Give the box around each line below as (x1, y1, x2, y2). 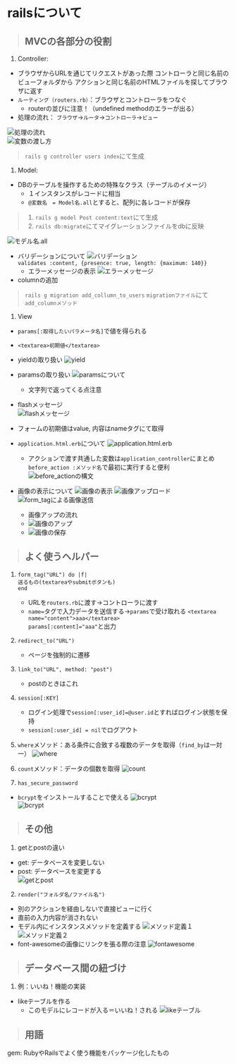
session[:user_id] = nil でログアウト (27, 726, 139, 734)
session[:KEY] (17, 695, 59, 702)
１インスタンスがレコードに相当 (27, 190, 121, 197)
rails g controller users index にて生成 (24, 152, 144, 160)
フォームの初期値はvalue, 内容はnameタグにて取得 (17, 424, 164, 432)
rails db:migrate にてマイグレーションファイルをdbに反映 (35, 222, 204, 230)
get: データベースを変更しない (17, 858, 105, 867)
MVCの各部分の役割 (24, 35, 112, 47)
